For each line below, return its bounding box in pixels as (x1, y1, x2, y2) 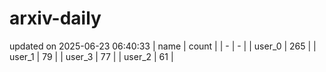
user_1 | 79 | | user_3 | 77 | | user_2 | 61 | (9, 50, 174, 62)
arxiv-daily (9, 7, 102, 30)
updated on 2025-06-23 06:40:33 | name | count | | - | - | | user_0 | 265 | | (9, 40, 317, 52)
